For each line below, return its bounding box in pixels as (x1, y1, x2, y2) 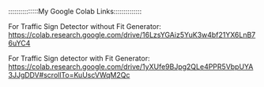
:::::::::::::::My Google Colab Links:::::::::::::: (8, 7, 142, 16)
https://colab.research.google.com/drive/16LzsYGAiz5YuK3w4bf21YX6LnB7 (8, 31, 256, 39)
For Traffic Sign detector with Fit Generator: (8, 54, 150, 63)
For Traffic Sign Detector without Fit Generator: (8, 22, 162, 31)
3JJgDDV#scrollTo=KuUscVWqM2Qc (8, 71, 130, 79)
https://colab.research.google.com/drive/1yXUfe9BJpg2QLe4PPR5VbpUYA (8, 62, 254, 71)
